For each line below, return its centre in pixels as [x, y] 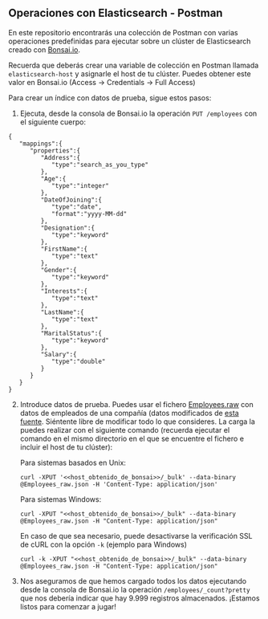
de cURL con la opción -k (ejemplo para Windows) [103, 544]
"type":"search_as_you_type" [100, 165]
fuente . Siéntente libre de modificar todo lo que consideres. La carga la [137, 421]
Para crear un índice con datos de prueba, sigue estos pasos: [110, 98]
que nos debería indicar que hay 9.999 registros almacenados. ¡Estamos [140, 598]
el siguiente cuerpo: [53, 122]
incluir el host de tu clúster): [66, 447]
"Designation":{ [67, 228]
